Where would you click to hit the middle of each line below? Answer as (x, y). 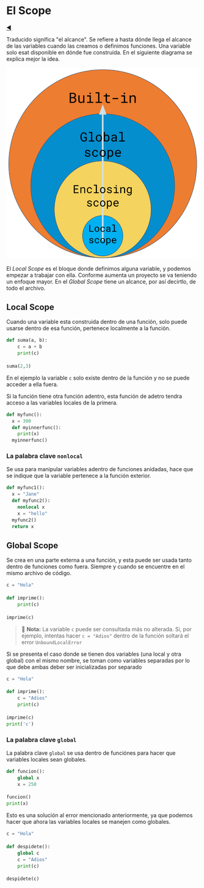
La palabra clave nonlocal (45, 456)
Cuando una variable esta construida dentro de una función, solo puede (97, 322)
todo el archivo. (26, 288)
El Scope (29, 11)
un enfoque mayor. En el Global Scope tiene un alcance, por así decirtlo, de (101, 281)
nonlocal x (31, 507)
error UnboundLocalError (52, 642)
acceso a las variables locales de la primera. (62, 402)
